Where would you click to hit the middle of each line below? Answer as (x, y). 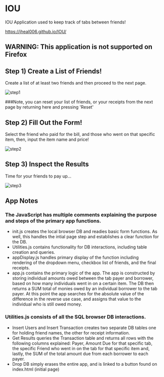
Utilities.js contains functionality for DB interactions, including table (80, 247)
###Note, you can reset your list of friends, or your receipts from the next (79, 102)
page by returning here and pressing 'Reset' (49, 107)
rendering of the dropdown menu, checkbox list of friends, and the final (84, 263)
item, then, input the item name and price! (47, 139)
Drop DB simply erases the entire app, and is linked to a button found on (84, 364)
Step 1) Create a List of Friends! (53, 71)
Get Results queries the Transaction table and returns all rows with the (83, 338)
